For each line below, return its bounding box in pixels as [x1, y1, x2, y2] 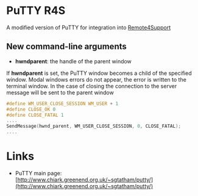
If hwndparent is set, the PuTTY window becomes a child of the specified [6, 69, 192, 77]
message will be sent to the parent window [6, 89, 114, 96]
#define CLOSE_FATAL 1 [6, 112, 64, 118]
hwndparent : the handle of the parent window [15, 57, 132, 65]
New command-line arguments [6, 41, 127, 52]
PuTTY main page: [15, 169, 62, 177]
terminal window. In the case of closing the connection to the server [6, 82, 177, 89]
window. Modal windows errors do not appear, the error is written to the [6, 75, 187, 83]
